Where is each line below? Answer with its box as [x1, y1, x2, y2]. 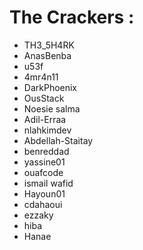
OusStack [23, 92, 65, 104]
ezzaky [23, 209, 54, 221]
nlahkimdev [23, 124, 72, 136]
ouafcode [23, 166, 64, 178]
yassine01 [23, 156, 66, 168]
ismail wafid [23, 177, 74, 189]
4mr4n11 [23, 71, 59, 83]
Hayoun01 [23, 187, 66, 200]
